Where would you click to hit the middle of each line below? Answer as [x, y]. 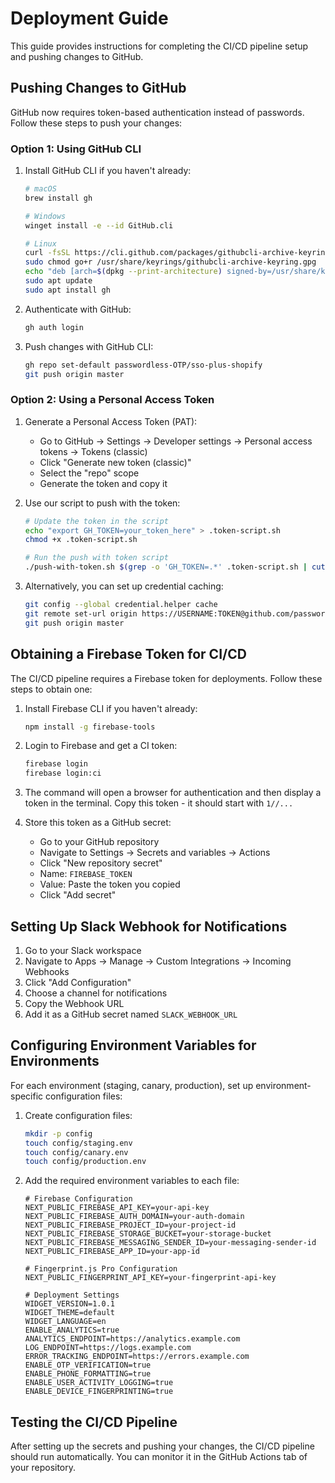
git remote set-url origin [81, 613]
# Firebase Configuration [78, 1199]
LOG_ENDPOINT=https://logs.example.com [108, 1348]
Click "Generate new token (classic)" [115, 462]
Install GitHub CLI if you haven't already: [108, 171]
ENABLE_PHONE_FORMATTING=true [88, 1374]
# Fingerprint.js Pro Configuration [101, 1269]
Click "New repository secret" [101, 863]
